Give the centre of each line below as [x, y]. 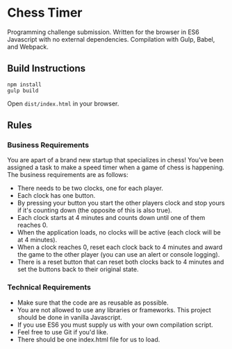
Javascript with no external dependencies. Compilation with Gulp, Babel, [111, 39]
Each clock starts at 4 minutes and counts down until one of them [111, 218]
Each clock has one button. [56, 196]
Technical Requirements [49, 287]
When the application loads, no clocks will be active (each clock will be [119, 232]
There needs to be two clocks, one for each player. [90, 188]
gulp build [23, 91]
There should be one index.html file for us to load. [89, 339]
